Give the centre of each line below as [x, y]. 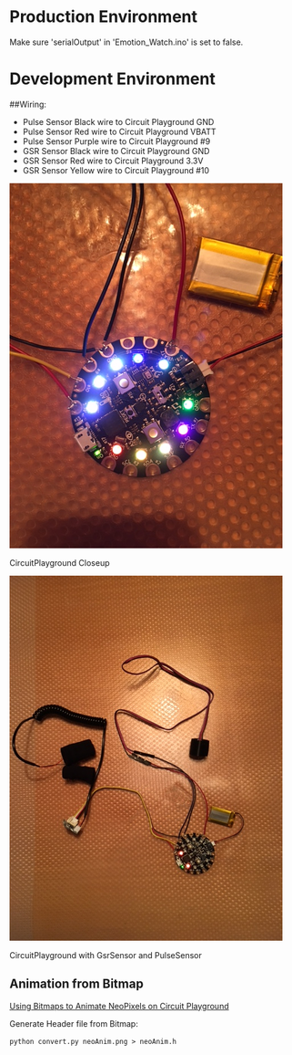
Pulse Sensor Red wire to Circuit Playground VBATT [119, 131]
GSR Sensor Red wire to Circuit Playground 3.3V [113, 161]
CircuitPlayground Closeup [60, 562]
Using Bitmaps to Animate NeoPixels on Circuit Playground [119, 1006]
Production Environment [104, 17]
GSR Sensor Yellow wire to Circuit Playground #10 [116, 170]
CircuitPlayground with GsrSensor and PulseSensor [106, 955]
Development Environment [112, 79]
